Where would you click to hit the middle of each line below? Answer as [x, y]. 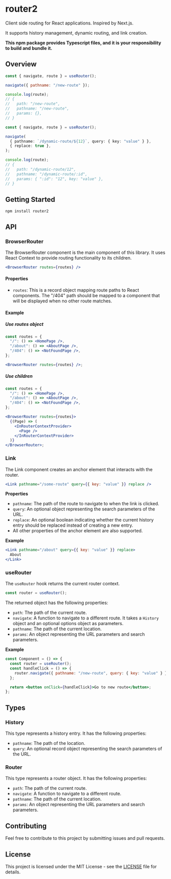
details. [13, 872]
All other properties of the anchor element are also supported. [78, 531]
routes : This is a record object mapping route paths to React [76, 290]
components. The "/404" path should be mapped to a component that [86, 295]
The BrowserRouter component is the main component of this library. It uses [85, 252]
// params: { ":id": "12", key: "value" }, [54, 179]
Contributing [26, 826]
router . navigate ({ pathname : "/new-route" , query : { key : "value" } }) [92, 673]
